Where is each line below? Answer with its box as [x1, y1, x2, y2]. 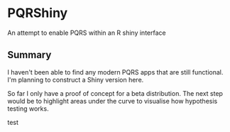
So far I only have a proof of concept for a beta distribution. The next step [7, 89, 224, 97]
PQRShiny [7, 5, 68, 21]
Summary [7, 49, 52, 61]
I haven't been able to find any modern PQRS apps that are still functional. [7, 67, 224, 76]
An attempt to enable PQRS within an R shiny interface [7, 28, 166, 37]
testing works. [7, 104, 49, 113]
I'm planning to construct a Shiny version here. [7, 75, 144, 84]
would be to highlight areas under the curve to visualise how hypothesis [7, 97, 218, 105]
